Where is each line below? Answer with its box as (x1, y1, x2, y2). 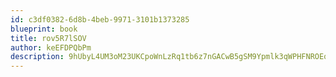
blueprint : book (10, 24, 78, 34)
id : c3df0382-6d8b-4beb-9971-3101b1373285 (10, 14, 190, 25)
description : (10, 52, 65, 62)
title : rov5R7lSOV (10, 33, 87, 43)
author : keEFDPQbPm (10, 42, 92, 53)
